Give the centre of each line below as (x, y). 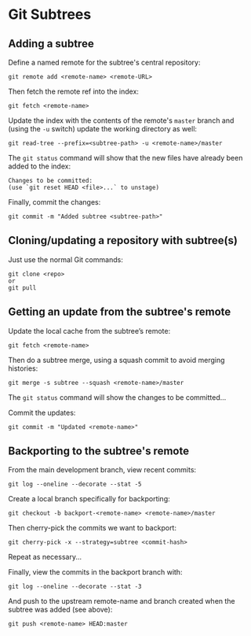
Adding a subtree (51, 44)
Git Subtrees (50, 15)
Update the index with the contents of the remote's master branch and (121, 120)
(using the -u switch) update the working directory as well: (103, 129)
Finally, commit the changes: (55, 202)
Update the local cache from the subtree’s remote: (89, 331)
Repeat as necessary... (45, 557)
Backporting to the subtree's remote (99, 451)
